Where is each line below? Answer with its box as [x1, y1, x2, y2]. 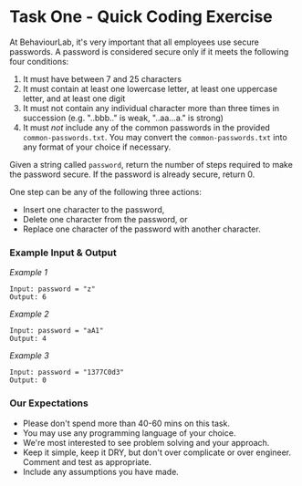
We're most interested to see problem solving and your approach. [22, 437, 270, 448]
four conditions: [9, 56, 69, 67]
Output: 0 [9, 376, 47, 385]
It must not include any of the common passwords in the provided [22, 121, 271, 133]
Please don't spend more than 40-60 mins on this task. [22, 418, 231, 429]
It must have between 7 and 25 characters [22, 73, 182, 84]
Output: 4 [9, 335, 47, 344]
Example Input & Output [9, 246, 117, 259]
